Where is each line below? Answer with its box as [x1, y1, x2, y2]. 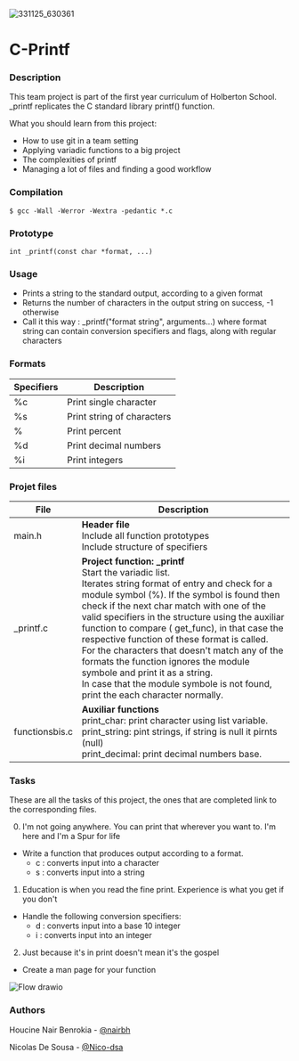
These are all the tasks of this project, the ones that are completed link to [9, 795, 278, 805]
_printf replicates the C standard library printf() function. [9, 101, 215, 111]
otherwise [21, 307, 60, 318]
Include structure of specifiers [81, 540, 208, 552]
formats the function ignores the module [81, 655, 250, 667]
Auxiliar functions [81, 703, 160, 715]
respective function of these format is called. [81, 633, 269, 645]
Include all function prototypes [81, 529, 210, 542]
